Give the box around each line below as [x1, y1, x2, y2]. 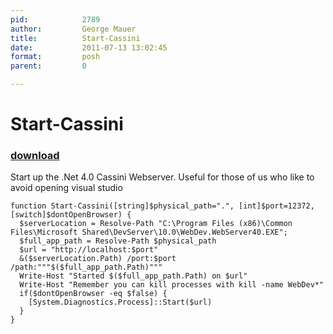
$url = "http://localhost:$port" [19, 245, 159, 255]
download [10, 149, 60, 163]
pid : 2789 [10, 14, 101, 25]
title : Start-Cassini [10, 33, 141, 43]
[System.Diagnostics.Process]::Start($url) [28, 297, 213, 308]
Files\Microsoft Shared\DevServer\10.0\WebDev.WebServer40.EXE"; [10, 227, 288, 238]
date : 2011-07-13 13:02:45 [10, 42, 168, 53]
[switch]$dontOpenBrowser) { [10, 210, 132, 220]
